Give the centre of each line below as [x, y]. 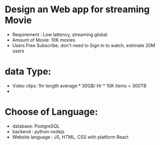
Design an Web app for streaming [77, 9]
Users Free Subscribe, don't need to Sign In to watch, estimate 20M [84, 45]
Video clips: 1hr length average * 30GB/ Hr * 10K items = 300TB [79, 86]
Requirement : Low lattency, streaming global [60, 34]
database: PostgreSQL [36, 126]
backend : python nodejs [38, 131]
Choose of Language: [51, 112]
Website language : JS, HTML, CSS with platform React [70, 137]
